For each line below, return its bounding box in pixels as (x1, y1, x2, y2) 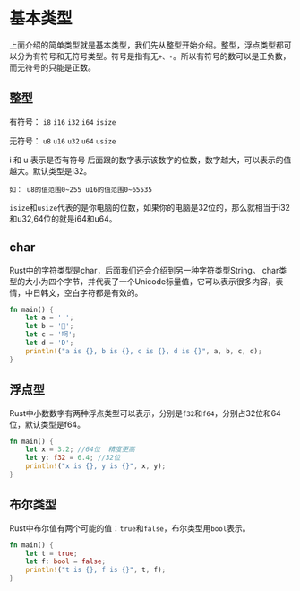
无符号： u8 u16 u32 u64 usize (9, 135, 116, 146)
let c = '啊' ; (25, 330, 77, 339)
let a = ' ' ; (25, 313, 74, 323)
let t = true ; (25, 549, 78, 558)
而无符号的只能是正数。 (9, 62, 96, 73)
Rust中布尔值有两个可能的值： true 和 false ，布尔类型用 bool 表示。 (9, 522, 251, 534)
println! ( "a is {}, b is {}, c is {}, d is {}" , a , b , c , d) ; (25, 346, 262, 355)
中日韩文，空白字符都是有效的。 (24, 287, 143, 298)
